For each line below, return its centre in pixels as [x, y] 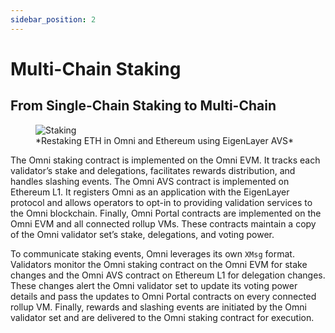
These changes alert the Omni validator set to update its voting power [154, 285]
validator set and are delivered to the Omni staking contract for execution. [162, 317]
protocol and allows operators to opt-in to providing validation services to [161, 202]
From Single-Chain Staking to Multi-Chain [143, 106]
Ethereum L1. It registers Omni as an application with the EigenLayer [150, 192]
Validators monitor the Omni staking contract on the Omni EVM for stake [159, 264]
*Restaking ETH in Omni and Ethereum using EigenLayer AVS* [165, 140]
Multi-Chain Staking [96, 68]
